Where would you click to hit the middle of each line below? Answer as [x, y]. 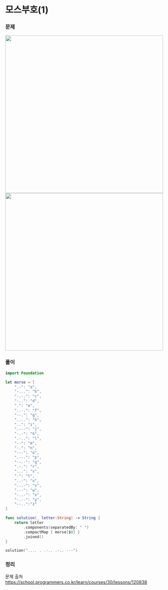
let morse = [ [20, 382]
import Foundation [24, 373]
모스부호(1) [27, 10]
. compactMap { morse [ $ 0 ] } [52, 532]
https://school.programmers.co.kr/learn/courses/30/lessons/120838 [76, 582]
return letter [29, 523]
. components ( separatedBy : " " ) [56, 527]
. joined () [34, 537]
